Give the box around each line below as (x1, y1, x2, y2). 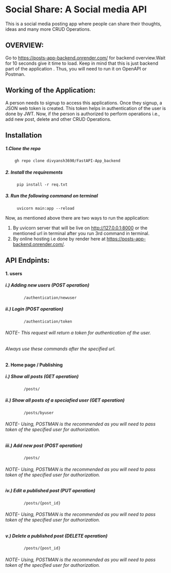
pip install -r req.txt (16, 182, 68, 187)
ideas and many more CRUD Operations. (5, 26, 91, 32)
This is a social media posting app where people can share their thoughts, (5, 21, 162, 27)
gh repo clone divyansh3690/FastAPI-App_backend (14, 158, 121, 163)
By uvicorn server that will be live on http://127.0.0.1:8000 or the (12, 225, 148, 231)
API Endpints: (5, 256, 50, 265)
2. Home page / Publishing (5, 362, 63, 368)
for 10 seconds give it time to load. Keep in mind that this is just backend (5, 60, 158, 66)
